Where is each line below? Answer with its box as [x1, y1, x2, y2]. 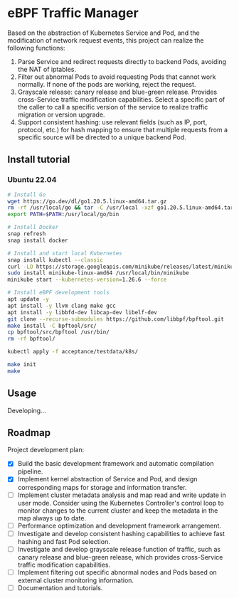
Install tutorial [7, 154, 70, 166]
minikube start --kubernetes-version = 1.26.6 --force [7, 276, 167, 284]
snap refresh [7, 230, 46, 237]
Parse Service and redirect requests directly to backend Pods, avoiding [17, 57, 226, 65]
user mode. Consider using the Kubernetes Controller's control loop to [17, 498, 224, 507]
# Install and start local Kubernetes [7, 250, 122, 257]
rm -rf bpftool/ [7, 336, 55, 343]
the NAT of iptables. [17, 65, 77, 73]
